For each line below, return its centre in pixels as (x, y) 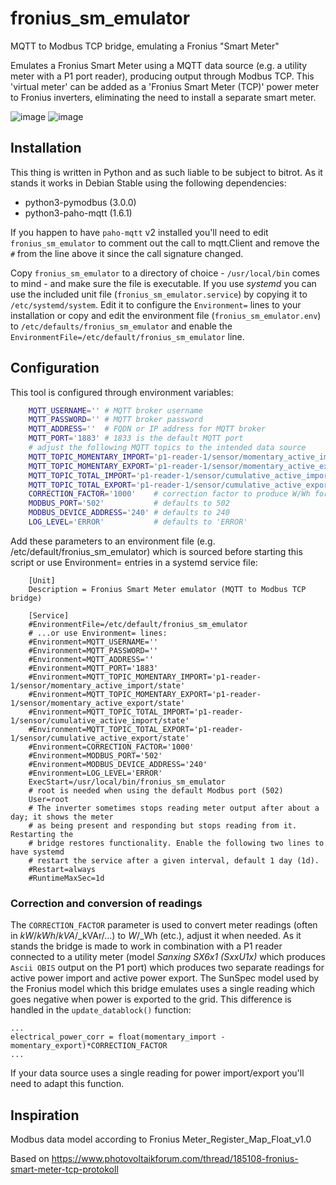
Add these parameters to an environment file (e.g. (113, 541)
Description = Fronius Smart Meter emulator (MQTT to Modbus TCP (167, 589)
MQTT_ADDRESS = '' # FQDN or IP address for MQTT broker (147, 429)
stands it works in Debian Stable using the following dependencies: (148, 183)
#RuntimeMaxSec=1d (66, 878)
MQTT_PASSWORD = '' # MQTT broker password (115, 420)
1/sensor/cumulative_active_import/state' (100, 720)
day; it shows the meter (62, 817)
